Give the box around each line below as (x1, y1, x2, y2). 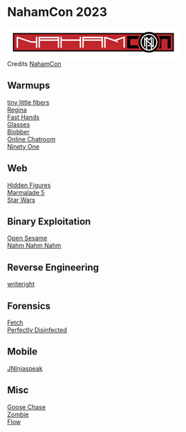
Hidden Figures (7, 181, 51, 189)
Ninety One (7, 142, 40, 150)
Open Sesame (7, 234, 48, 243)
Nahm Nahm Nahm (7, 241, 62, 250)
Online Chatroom (7, 135, 56, 143)
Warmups (7, 80, 50, 92)
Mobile (7, 346, 38, 358)
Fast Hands (7, 112, 40, 121)
